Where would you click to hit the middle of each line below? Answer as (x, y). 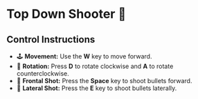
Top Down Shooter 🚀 (66, 14)
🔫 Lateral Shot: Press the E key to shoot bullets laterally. (97, 88)
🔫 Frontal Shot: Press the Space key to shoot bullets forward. (104, 81)
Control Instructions (51, 40)
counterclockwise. (43, 74)
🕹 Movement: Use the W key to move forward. (84, 56)
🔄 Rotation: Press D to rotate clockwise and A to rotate (95, 66)
